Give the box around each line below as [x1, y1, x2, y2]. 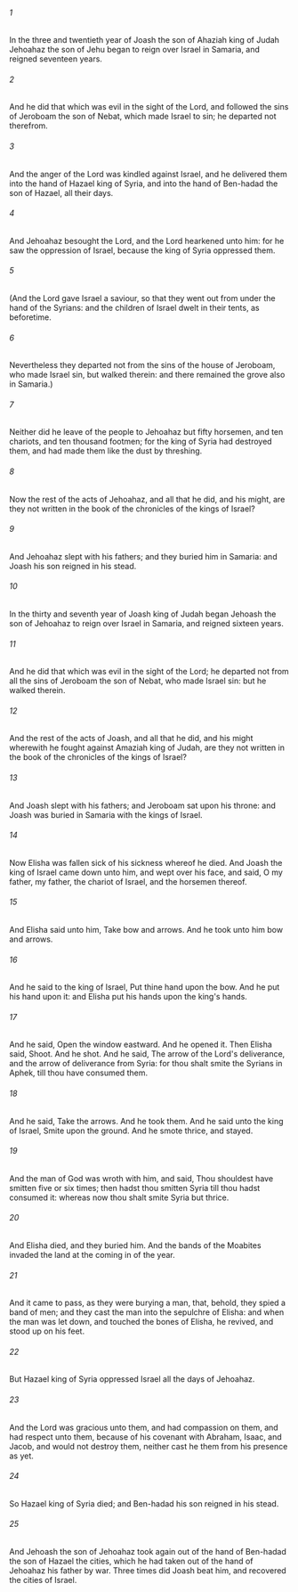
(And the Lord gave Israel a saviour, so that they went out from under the [9, 293, 276, 304]
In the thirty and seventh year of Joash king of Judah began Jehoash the [9, 608, 277, 619]
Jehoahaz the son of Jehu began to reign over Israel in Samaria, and [9, 45, 261, 55]
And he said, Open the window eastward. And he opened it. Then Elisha [9, 1039, 273, 1050]
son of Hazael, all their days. [9, 187, 114, 198]
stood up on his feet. [9, 1326, 85, 1336]
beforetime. [9, 312, 52, 322]
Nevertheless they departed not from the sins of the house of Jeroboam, [9, 360, 276, 371]
